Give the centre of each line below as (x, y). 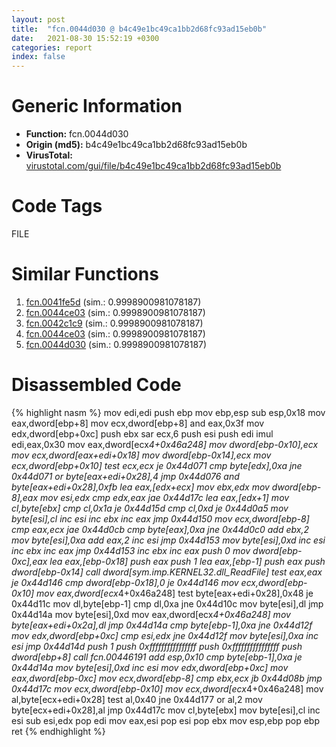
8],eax (25, 497)
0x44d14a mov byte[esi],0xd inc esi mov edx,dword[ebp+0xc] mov (150, 667)
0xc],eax (29, 561)
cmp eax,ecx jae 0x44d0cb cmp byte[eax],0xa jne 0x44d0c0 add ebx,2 (160, 529)
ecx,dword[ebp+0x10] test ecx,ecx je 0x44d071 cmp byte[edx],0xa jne (157, 465)
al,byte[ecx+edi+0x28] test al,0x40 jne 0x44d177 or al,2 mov (137, 699)
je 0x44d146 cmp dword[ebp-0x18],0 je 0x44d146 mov (125, 582)
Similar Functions (85, 274)
